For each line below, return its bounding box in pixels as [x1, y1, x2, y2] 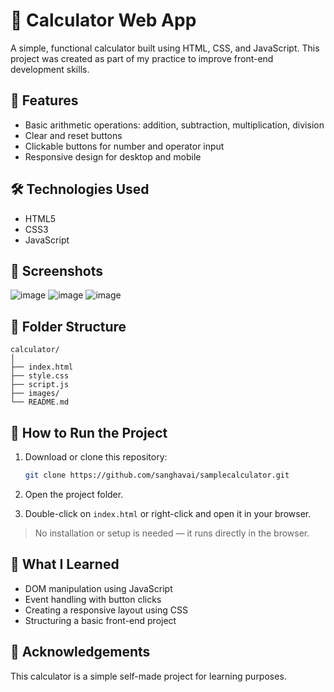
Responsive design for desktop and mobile [24, 150, 202, 163]
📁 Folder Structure [10, 318, 127, 335]
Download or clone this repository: [24, 451, 168, 463]
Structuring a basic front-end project [24, 614, 177, 626]
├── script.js [10, 380, 70, 390]
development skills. [10, 63, 90, 75]
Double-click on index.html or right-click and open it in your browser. [24, 507, 312, 519]
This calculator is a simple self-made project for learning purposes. [10, 670, 287, 682]
